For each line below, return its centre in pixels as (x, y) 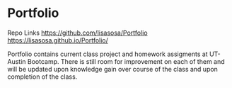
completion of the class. (42, 77)
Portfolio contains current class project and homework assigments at (108, 54)
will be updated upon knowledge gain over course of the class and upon (112, 69)
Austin (17, 61)
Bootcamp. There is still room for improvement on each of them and (126, 61)
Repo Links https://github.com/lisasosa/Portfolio (77, 33)
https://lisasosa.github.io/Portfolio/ (58, 40)
